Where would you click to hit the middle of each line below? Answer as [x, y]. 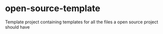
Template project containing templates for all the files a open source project [82, 22]
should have [17, 27]
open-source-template [53, 8]
